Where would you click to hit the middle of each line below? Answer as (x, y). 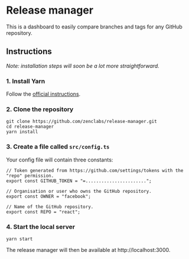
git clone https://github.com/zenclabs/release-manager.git (82, 122)
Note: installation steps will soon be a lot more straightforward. (83, 66)
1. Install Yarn (26, 81)
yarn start (19, 239)
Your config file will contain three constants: (60, 160)
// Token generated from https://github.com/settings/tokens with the (95, 170)
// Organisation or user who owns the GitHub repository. (79, 191)
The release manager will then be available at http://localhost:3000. (88, 250)
